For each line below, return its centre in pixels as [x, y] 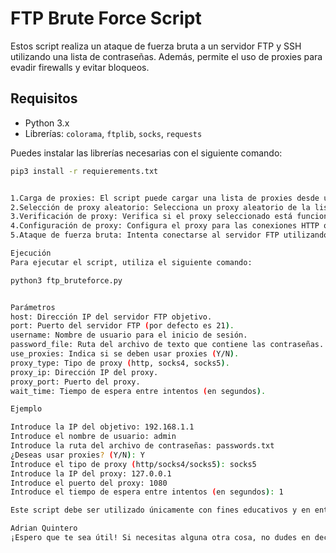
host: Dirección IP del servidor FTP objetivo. [111, 317]
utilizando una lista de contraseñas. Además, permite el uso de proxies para [166, 56]
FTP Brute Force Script [106, 18]
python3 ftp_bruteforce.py [66, 280]
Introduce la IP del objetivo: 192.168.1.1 [102, 427]
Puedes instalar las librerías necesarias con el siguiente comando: [146, 153]
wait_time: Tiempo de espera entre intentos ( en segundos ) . [138, 391]
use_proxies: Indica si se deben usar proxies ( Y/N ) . [125, 354]
